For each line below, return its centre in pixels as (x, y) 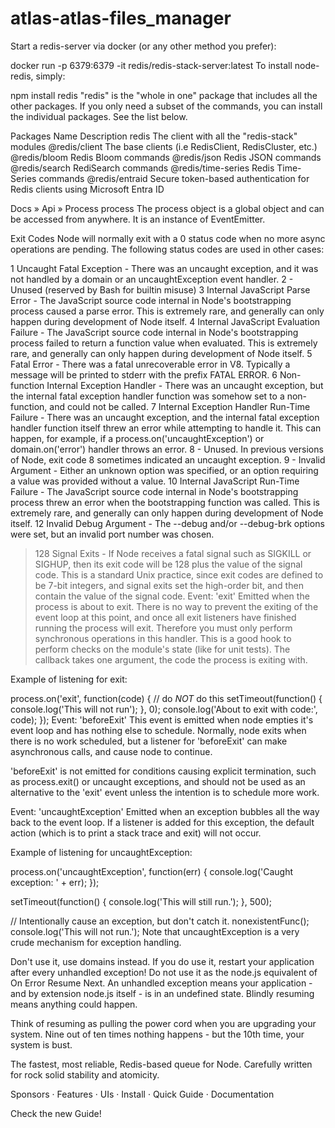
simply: (50, 76)
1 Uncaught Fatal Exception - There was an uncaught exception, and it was (164, 268)
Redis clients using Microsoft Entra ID (87, 189)
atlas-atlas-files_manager (121, 18)
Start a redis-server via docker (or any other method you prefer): (143, 46)
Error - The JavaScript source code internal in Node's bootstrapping (151, 300)
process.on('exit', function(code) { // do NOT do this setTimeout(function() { (166, 698)
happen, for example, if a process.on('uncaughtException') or (137, 438)
